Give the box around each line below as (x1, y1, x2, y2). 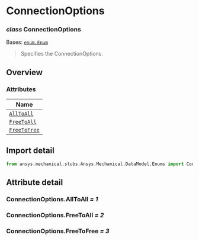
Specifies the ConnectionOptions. (20, 50, 104, 57)
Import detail (6, 145, 54, 155)
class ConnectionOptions (6, 25, 81, 34)
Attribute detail (6, 178, 63, 188)
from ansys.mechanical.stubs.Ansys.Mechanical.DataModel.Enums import (6, 161, 184, 167)
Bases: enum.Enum (6, 38, 49, 46)
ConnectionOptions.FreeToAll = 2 (6, 211, 104, 220)
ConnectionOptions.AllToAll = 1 (6, 195, 98, 204)
